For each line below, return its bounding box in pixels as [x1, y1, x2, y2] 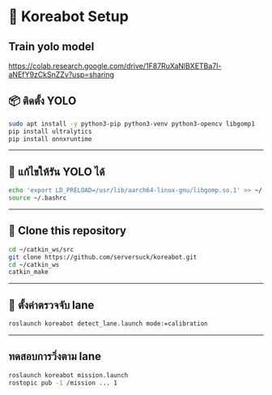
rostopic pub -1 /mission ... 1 [8, 379, 117, 387]
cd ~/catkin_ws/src [8, 245, 74, 254]
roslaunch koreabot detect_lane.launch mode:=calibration [8, 320, 208, 328]
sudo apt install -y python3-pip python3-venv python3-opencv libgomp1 [8, 119, 255, 128]
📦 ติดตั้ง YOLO [8, 94, 77, 108]
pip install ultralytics [8, 127, 92, 135]
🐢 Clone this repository [8, 224, 127, 238]
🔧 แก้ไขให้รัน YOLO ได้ [8, 165, 105, 178]
